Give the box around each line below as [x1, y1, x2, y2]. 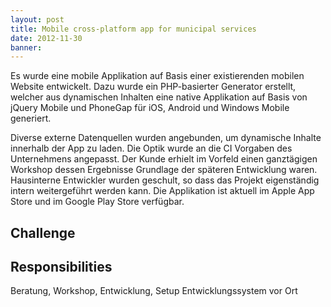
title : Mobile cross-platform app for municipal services [10, 24, 257, 34]
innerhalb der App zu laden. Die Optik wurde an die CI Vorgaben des [10, 142, 293, 155]
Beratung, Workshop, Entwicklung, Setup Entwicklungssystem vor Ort [10, 285, 298, 297]
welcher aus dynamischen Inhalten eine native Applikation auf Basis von [10, 91, 308, 103]
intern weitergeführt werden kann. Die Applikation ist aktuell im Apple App [10, 185, 315, 197]
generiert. [10, 112, 52, 125]
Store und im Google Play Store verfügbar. [10, 196, 185, 208]
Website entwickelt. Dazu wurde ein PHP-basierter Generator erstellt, [10, 81, 297, 93]
